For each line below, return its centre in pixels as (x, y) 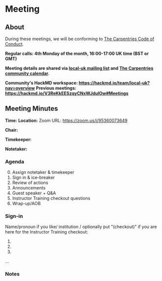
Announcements (29, 188)
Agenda (15, 162)
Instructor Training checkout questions (51, 198)
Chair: (12, 130)
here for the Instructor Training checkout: (46, 232)
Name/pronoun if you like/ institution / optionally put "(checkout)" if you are (81, 227)
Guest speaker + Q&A (34, 193)
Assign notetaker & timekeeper (43, 172)
